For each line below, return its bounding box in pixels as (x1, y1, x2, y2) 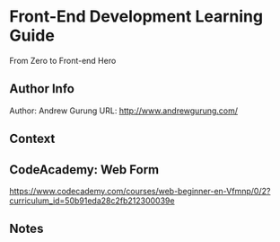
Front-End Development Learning (9, 6, 263, 27)
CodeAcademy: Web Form (9, 162, 160, 177)
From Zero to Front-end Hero (9, 55, 117, 66)
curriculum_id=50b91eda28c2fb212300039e (9, 195, 175, 206)
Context (9, 131, 56, 147)
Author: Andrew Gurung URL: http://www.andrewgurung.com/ (9, 105, 239, 116)
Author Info (9, 81, 74, 96)
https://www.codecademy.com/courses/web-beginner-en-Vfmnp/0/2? (9, 185, 271, 196)
